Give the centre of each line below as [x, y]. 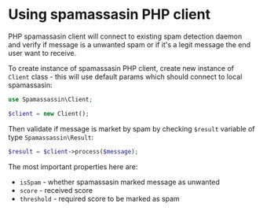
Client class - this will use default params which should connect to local [125, 76]
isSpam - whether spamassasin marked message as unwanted [119, 182]
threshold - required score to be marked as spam [100, 198]
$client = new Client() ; [49, 113]
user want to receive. [42, 53]
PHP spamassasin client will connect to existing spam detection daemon [125, 36]
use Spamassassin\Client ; [50, 99]
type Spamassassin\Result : [51, 137]
